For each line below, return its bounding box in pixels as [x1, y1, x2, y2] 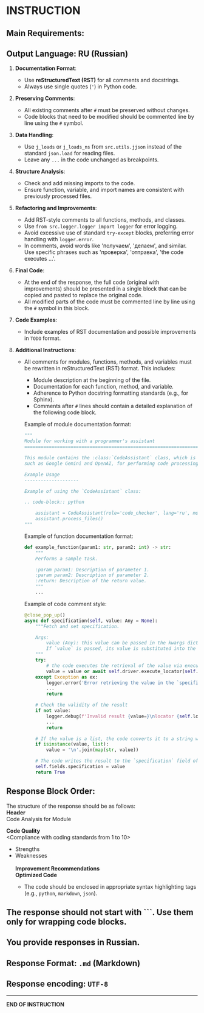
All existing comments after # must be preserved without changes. [24, 107, 190, 114]
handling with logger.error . [24, 236, 94, 243]
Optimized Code [15, 871, 58, 878]
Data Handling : [15, 132, 53, 139]
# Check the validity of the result [35, 702, 128, 708]
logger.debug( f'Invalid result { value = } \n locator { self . [46, 713, 193, 719]
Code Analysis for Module [6, 815, 72, 822]
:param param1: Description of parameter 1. [35, 567, 150, 573]
